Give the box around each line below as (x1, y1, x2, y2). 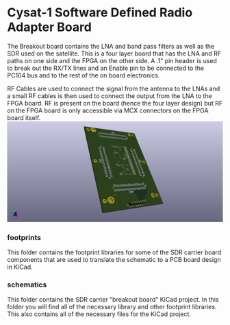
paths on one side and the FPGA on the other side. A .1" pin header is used (7, 56, 218, 64)
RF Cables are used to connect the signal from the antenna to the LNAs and (7, 84, 220, 93)
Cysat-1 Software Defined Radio (7, 5, 193, 21)
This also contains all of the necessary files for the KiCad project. (7, 310, 192, 318)
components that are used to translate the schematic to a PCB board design (7, 256, 221, 263)
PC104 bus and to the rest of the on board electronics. (7, 71, 160, 80)
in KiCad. (7, 263, 33, 271)
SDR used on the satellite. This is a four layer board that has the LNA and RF (7, 49, 221, 58)
